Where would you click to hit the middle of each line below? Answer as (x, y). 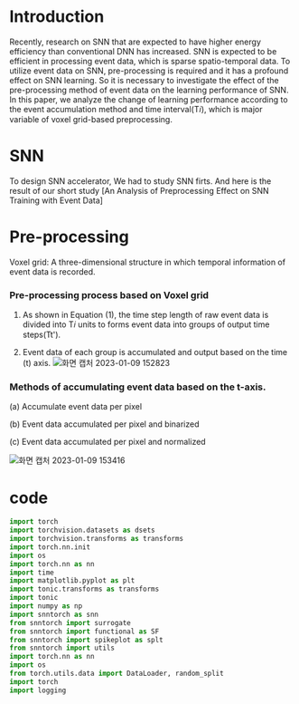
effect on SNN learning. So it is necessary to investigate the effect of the (144, 80)
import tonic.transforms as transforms (84, 589)
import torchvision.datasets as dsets (82, 530)
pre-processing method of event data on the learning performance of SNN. (149, 90)
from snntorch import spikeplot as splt (87, 640)
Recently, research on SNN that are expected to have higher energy (135, 42)
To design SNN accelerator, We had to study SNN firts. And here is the (140, 181)
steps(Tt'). (42, 335)
